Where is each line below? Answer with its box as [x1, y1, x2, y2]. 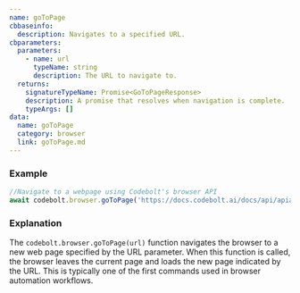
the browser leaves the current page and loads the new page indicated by [9, 256, 281, 267]
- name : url [25, 54, 70, 63]
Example [9, 167, 48, 180]
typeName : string [32, 63, 98, 72]
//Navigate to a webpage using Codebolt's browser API [9, 188, 218, 197]
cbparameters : [9, 38, 62, 47]
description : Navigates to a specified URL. [17, 29, 186, 38]
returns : [17, 80, 50, 88]
